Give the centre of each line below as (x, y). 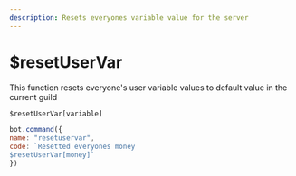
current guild (33, 97)
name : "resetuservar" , (52, 138)
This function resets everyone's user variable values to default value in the (148, 88)
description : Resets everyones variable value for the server (129, 18)
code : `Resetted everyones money (72, 147)
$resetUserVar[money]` (52, 155)
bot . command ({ (36, 130)
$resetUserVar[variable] (56, 114)
